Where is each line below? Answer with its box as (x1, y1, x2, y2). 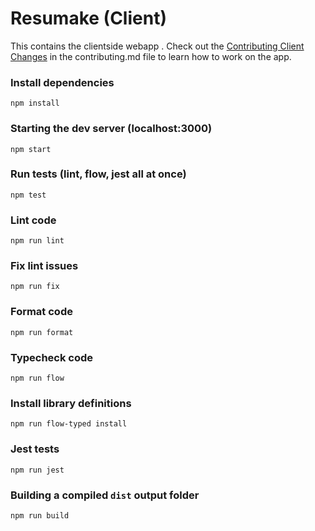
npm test (10, 190, 47, 200)
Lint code (10, 213, 57, 227)
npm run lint (10, 236, 65, 246)
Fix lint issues (10, 259, 79, 273)
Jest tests (10, 442, 60, 456)
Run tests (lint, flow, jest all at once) (10, 167, 187, 181)
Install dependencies (10, 75, 115, 89)
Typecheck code (10, 350, 94, 364)
